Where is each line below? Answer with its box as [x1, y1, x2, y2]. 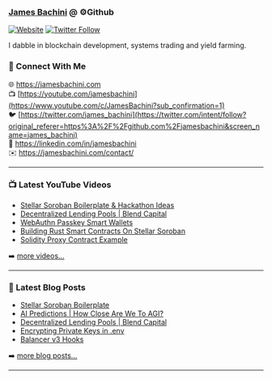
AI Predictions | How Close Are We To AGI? [19, 309, 164, 318]
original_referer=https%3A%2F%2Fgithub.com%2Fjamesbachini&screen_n [8, 121, 261, 131]
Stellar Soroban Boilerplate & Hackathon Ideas [19, 200, 175, 210]
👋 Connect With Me [8, 61, 87, 72]
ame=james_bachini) [8, 130, 79, 139]
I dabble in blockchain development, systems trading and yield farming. [8, 40, 247, 50]
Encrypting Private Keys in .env [19, 326, 125, 336]
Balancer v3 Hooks [19, 334, 84, 344]
